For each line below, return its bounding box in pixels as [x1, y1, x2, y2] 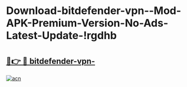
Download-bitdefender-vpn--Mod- [6, 4, 182, 18]
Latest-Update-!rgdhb [6, 29, 117, 42]
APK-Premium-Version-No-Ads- [6, 16, 169, 30]
